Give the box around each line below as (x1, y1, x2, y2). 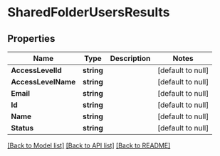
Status (11, 123, 34, 133)
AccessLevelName (11, 77, 76, 87)
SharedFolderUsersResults (7, 4, 170, 21)
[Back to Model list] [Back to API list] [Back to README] (7, 141, 171, 150)
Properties (7, 33, 56, 45)
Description (110, 54, 151, 63)
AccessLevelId (11, 65, 62, 75)
